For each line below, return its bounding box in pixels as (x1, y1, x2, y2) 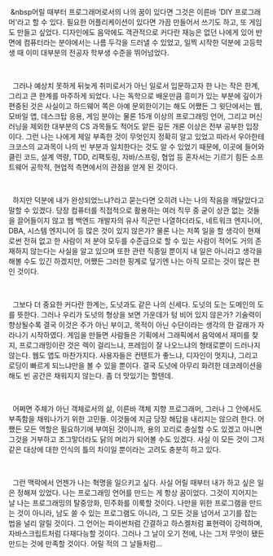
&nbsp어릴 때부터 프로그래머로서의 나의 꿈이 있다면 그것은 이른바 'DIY (10, 7, 233, 16)
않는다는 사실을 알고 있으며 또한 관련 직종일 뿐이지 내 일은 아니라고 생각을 (29, 247, 263, 256)
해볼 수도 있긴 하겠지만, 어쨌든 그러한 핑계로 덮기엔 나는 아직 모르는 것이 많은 (8, 256, 252, 266)
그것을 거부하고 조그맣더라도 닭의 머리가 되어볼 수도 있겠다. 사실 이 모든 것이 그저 (8, 435, 265, 444)
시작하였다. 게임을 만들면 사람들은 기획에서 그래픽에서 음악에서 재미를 (29, 331, 250, 339)
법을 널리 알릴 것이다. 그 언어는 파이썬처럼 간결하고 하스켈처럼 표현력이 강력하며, (8, 519, 263, 528)
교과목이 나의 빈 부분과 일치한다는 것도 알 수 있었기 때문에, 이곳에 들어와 (36, 142, 265, 151)
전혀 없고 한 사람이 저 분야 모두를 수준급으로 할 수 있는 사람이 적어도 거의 (23, 236, 254, 246)
